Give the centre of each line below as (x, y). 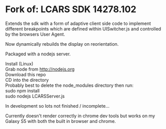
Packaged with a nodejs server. (38, 54)
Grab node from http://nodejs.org (40, 69)
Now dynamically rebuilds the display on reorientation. (62, 44)
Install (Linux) (19, 63)
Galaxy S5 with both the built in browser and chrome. (61, 121)
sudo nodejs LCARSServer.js (35, 96)
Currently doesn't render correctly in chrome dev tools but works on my (80, 116)
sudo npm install (22, 90)
